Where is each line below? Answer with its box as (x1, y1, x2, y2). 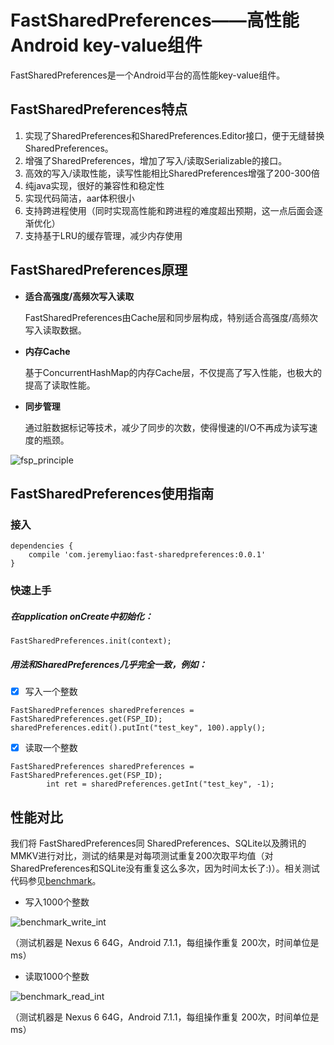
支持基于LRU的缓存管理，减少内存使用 (24, 229, 183, 241)
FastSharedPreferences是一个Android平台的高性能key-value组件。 (10, 69, 286, 81)
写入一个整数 (24, 686, 78, 698)
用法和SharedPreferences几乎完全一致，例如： (10, 658, 208, 670)
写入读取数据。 (24, 324, 87, 336)
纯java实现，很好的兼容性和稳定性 (24, 179, 165, 191)
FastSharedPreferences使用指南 (10, 485, 215, 502)
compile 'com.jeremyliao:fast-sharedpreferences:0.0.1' (28, 550, 267, 560)
